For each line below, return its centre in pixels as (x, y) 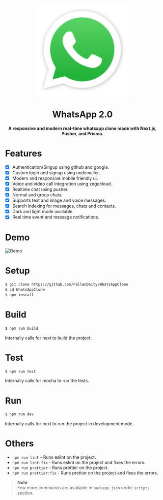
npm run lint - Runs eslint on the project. (54, 457)
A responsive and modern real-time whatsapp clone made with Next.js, (82, 128)
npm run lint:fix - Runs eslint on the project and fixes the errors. (79, 463)
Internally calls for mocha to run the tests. (47, 381)
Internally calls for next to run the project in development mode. (69, 424)
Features (24, 153)
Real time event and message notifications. (56, 217)
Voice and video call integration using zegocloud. (62, 184)
